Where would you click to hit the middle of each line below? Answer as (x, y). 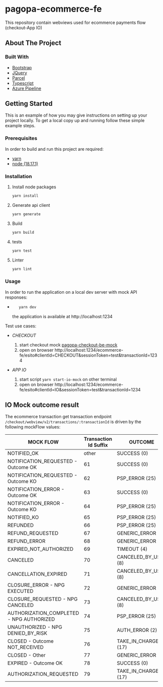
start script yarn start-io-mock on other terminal (68, 379)
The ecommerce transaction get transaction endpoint (58, 417)
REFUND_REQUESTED (33, 533)
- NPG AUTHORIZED (31, 619)
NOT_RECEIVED (25, 647)
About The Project (33, 43)
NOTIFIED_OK (23, 453)
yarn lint (22, 269)
